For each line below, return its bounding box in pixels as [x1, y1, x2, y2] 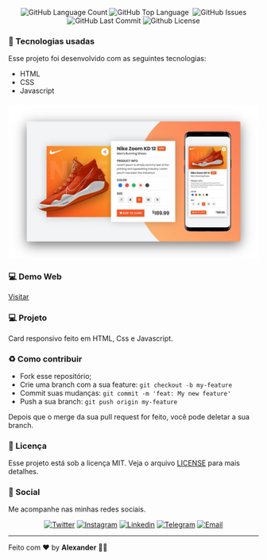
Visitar [8, 292, 29, 302]
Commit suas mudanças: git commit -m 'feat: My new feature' [19, 388, 232, 397]
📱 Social [8, 487, 41, 498]
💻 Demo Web [8, 271, 62, 282]
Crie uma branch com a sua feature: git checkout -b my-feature [19, 380, 233, 389]
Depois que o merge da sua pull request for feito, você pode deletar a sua [8, 411, 250, 421]
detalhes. [8, 467, 39, 477]
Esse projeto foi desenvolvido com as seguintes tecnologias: [8, 54, 207, 64]
